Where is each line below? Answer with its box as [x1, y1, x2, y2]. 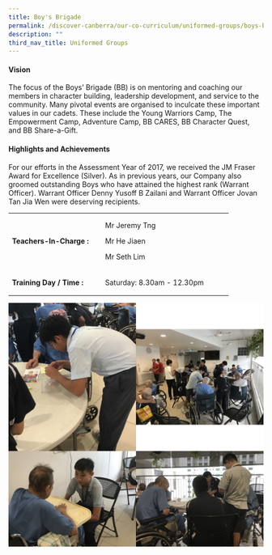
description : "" [8, 30, 63, 38]
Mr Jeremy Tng [104, 221, 156, 231]
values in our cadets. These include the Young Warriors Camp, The [8, 108, 232, 118]
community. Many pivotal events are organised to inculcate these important [8, 100, 261, 109]
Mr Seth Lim [104, 252, 146, 262]
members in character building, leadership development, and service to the [8, 91, 259, 101]
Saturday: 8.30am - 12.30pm [104, 277, 204, 287]
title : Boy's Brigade [8, 13, 82, 21]
